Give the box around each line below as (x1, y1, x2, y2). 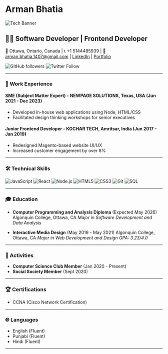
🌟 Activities (5, 251, 34, 258)
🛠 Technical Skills (5, 165, 51, 172)
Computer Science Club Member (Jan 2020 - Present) (12, 263, 126, 269)
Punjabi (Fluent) (12, 333, 45, 339)
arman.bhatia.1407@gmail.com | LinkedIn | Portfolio (5, 53, 111, 59)
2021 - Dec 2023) (5, 98, 42, 104)
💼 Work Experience (5, 80, 53, 87)
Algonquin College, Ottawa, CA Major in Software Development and (12, 214, 152, 220)
